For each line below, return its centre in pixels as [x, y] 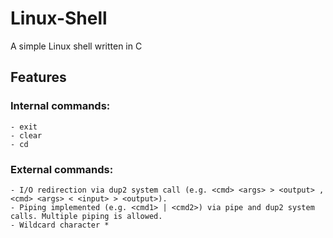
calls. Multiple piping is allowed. [86, 216]
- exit [24, 127]
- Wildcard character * [60, 225]
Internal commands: [60, 106]
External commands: [62, 169]
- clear [26, 135]
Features [38, 77]
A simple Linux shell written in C [76, 46]
